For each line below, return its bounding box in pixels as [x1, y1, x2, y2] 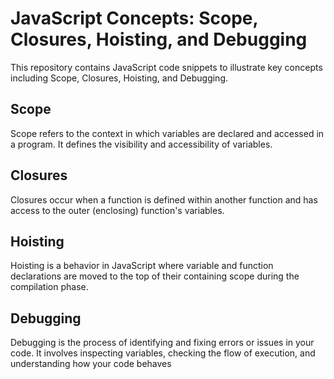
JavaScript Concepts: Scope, [10, 7, 259, 30]
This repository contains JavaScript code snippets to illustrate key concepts [10, 61, 323, 73]
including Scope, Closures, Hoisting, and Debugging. [10, 72, 228, 84]
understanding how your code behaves [10, 358, 172, 370]
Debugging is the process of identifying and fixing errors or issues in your [10, 337, 315, 349]
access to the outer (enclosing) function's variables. [10, 204, 225, 216]
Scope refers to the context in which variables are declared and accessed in [10, 127, 325, 139]
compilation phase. [10, 281, 89, 293]
